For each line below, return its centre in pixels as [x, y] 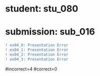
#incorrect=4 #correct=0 [31, 69]
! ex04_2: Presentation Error [37, 54]
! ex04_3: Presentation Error [37, 59]
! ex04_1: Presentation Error [37, 50]
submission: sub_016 [50, 32]
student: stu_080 [42, 9]
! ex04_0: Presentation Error [37, 45]
